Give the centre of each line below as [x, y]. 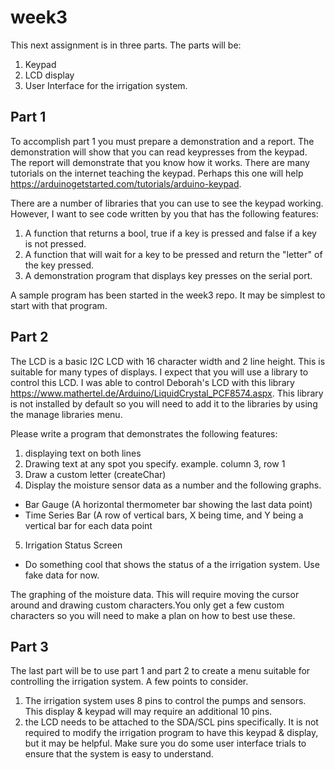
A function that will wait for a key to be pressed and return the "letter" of [173, 254]
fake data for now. [62, 575]
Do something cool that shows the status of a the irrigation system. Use [172, 564]
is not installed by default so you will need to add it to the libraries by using [164, 403]
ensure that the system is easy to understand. [119, 754]
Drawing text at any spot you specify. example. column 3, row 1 [155, 463]
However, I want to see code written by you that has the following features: [164, 213]
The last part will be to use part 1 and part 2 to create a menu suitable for [160, 671]
